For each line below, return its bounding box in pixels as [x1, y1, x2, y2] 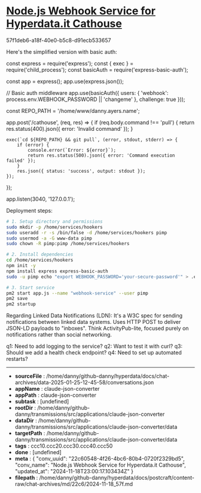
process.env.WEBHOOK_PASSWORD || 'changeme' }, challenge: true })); [6, 96, 185, 103]
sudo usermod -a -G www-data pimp [6, 235, 93, 241]
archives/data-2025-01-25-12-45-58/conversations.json [14, 379, 154, 386]
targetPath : [14, 430, 45, 437]
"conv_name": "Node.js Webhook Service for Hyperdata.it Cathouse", [14, 461, 187, 468]
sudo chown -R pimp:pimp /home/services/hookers [6, 241, 130, 247]
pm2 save [6, 296, 28, 302]
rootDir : [14, 405, 36, 412]
